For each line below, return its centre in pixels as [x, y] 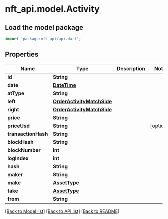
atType [16, 93]
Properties [22, 55]
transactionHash [28, 134]
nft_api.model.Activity [52, 9]
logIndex [18, 158]
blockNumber [24, 150]
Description [131, 68]
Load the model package [44, 28]
